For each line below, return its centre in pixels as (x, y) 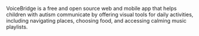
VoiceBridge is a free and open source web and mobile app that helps (91, 8)
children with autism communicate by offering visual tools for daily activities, (100, 15)
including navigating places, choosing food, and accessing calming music (97, 21)
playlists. (17, 27)
